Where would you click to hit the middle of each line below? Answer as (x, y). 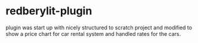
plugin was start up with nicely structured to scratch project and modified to (99, 27)
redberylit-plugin (49, 11)
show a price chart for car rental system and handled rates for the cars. (93, 33)
